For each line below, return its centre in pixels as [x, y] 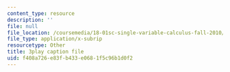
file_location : [29, 33]
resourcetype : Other [37, 45]
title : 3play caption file [46, 52]
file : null [23, 26]
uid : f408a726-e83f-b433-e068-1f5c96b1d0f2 [70, 58]
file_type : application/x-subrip [55, 39]
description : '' [30, 20]
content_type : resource [41, 13]
